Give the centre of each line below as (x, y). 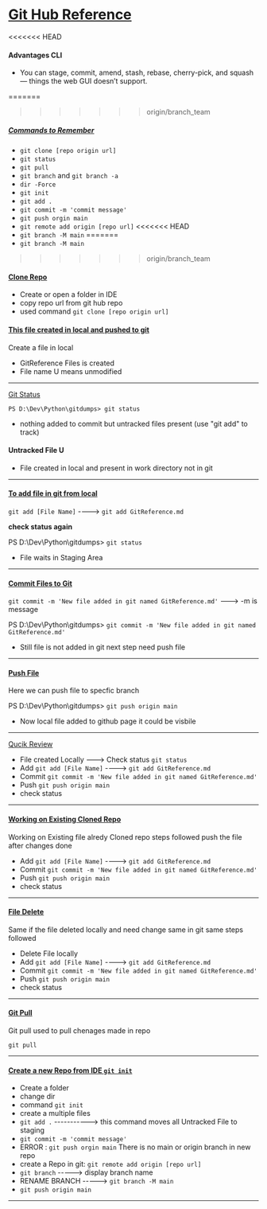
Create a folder (44, 1088)
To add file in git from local (53, 493)
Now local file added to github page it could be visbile (108, 721)
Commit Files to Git (41, 583)
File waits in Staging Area (61, 557)
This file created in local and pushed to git (79, 330)
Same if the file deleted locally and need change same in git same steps (126, 930)
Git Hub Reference (70, 15)
